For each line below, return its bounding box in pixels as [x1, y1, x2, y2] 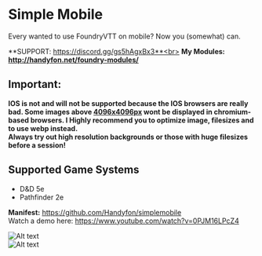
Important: [8, 78, 61, 91]
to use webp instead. [8, 123, 78, 133]
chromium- [213, 107, 251, 116]
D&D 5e [19, 184, 45, 193]
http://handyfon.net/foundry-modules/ [8, 55, 139, 64]
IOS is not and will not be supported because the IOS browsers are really [8, 98, 249, 108]
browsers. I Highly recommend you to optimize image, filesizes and [30, 115, 254, 125]
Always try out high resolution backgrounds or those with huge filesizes [8, 132, 249, 141]
